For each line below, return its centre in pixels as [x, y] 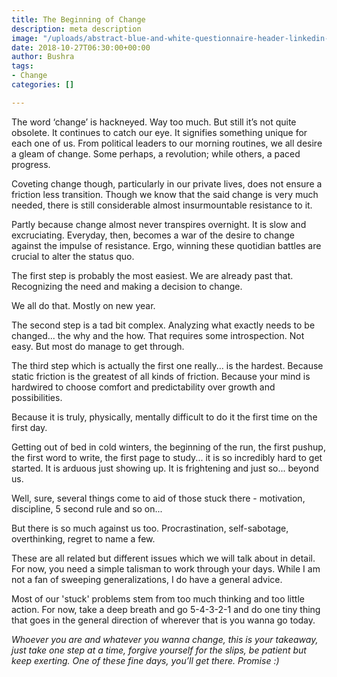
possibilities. [37, 397]
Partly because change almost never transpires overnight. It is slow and [159, 224]
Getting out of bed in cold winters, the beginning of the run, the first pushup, [168, 447]
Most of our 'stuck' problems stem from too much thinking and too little [158, 598]
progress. [31, 164]
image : [25, 38]
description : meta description [76, 29]
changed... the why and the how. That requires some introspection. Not [158, 335]
